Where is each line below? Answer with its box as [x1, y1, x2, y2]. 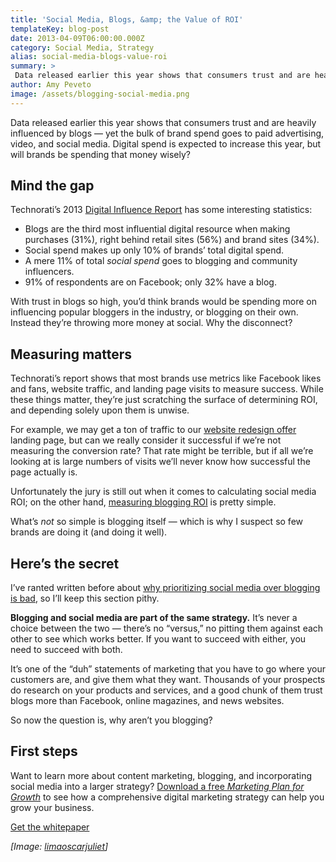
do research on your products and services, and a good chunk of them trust [10, 684, 323, 696]
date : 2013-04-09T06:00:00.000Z [10, 33, 145, 43]
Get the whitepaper [10, 821, 90, 833]
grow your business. [10, 801, 95, 813]
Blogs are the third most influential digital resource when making [24, 223, 291, 235]
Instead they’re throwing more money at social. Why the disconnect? [10, 317, 293, 329]
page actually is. [10, 466, 78, 478]
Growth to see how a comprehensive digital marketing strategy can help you [10, 791, 325, 803]
